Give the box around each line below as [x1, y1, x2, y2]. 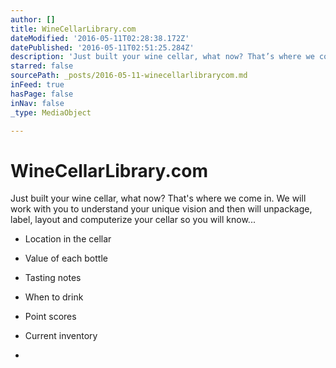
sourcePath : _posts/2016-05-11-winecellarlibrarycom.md [10, 71, 248, 81]
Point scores [24, 311, 77, 323]
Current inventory [24, 330, 98, 342]
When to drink [24, 291, 84, 303]
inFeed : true [10, 80, 65, 90]
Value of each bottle [24, 252, 108, 265]
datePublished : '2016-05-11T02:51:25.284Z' [10, 42, 195, 53]
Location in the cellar [24, 233, 112, 245]
